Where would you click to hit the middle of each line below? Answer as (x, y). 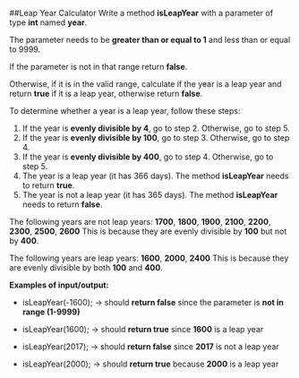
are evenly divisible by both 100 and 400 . (86, 267)
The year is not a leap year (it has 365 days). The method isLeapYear (150, 195)
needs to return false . (62, 204)
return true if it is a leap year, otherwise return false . (106, 94)
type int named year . (48, 22)
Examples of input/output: (59, 285)
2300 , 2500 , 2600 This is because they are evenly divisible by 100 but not (148, 231)
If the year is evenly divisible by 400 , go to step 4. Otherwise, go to (148, 157)
